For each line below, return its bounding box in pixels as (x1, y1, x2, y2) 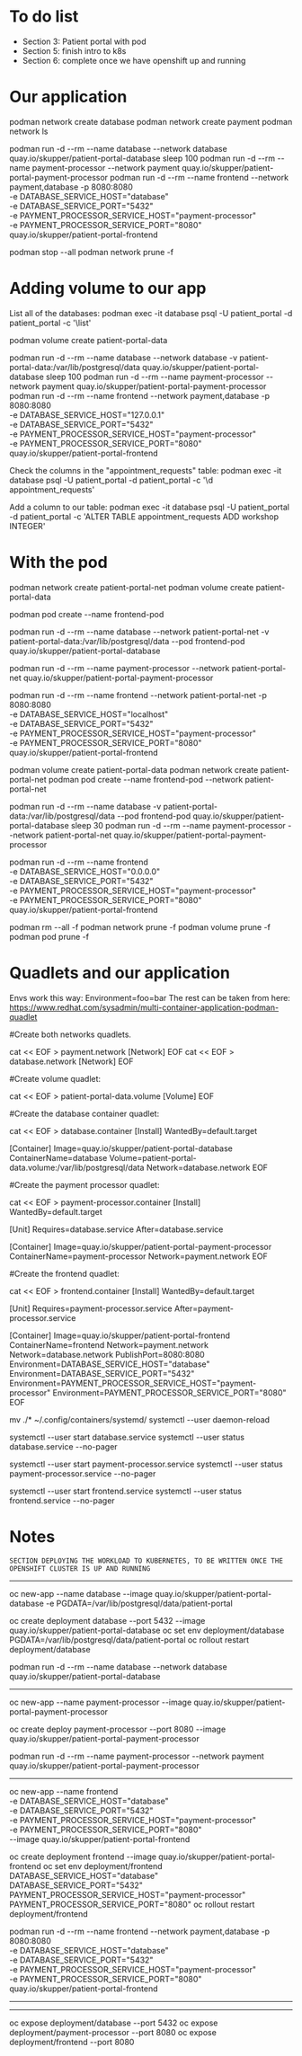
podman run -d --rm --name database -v (9, 801, 162, 811)
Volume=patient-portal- (109, 1152, 198, 1163)
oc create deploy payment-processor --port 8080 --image (9, 1724, 226, 1734)
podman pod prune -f (9, 931, 90, 942)
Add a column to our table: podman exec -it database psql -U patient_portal (9, 501, 290, 512)
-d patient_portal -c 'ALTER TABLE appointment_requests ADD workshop (9, 510, 280, 522)
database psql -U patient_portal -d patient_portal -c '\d (9, 474, 214, 485)
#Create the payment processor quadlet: (9, 1179, 160, 1190)
